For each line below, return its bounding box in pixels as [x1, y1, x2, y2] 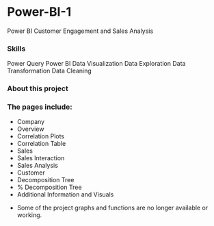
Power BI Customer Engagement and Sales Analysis [7, 27, 154, 35]
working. [16, 211, 42, 219]
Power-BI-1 [7, 4, 72, 20]
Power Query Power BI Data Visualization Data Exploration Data [7, 60, 186, 68]
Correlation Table [16, 140, 66, 148]
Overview [16, 125, 44, 134]
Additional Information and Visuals [16, 190, 114, 199]
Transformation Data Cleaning [7, 66, 92, 75]
